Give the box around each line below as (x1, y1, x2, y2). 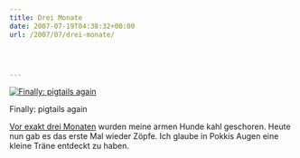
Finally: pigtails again (9, 104, 88, 115)
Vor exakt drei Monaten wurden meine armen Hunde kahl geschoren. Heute (9, 121, 291, 132)
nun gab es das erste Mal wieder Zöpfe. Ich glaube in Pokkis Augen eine (9, 131, 279, 142)
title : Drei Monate (9, 13, 83, 23)
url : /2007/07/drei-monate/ (9, 30, 116, 39)
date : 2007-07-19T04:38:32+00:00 (9, 22, 136, 31)
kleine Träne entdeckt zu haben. (9, 141, 129, 152)
